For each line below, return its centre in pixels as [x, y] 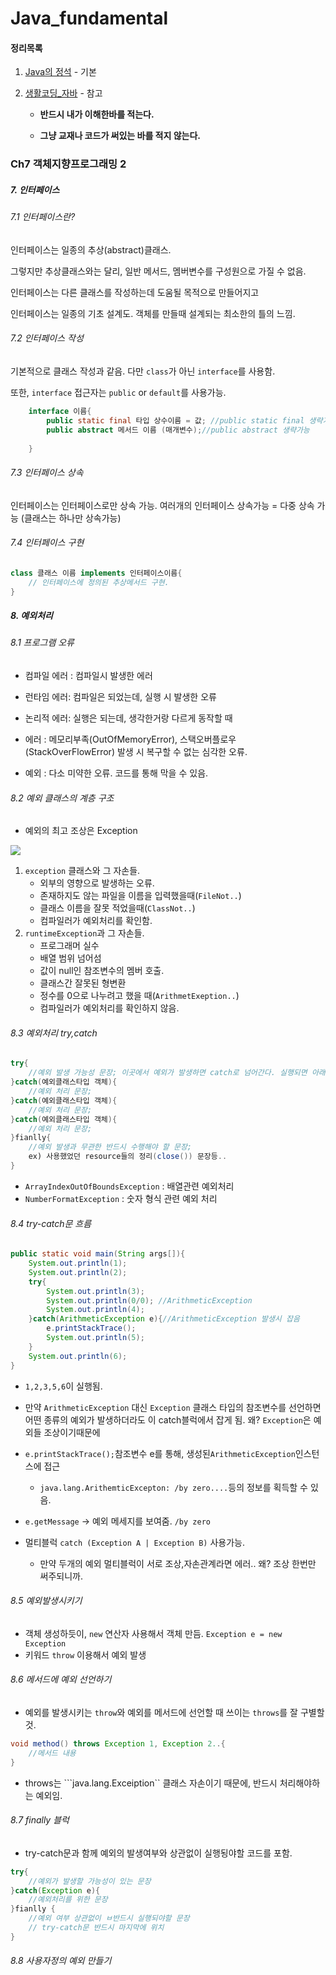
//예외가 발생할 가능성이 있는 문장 [90, 1881]
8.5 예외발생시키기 [46, 1601]
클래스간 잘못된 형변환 [83, 983]
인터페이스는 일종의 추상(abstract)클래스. [91, 249]
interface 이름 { [60, 412]
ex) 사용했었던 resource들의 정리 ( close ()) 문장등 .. [128, 1157]
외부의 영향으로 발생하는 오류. [97, 883]
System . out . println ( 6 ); [78, 1356]
